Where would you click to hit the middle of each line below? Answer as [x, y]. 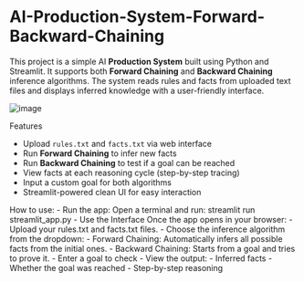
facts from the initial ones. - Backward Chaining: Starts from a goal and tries [152, 248]
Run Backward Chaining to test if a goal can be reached [129, 162]
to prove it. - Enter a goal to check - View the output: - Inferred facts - [141, 258]
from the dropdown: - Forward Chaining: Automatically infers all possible [146, 238]
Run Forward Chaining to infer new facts [100, 153]
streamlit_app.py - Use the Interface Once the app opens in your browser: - [151, 219]
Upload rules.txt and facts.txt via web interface [117, 143]
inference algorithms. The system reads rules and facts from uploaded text [150, 80]
